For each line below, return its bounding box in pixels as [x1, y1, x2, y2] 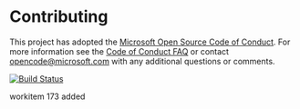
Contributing [9, 6, 109, 27]
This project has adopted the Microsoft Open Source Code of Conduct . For [9, 36, 291, 47]
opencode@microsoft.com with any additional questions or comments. [9, 55, 275, 66]
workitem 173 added [9, 91, 86, 102]
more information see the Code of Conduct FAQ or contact [9, 45, 230, 56]
